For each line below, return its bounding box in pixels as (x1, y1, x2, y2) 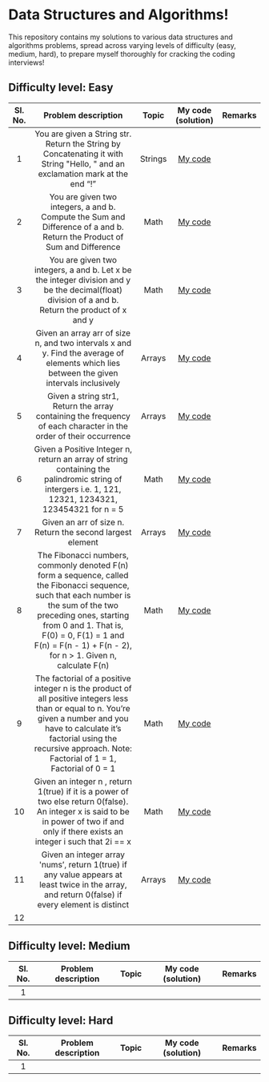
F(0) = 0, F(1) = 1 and (42, 629, 125, 641)
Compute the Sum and (41, 211, 126, 222)
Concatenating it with (42, 148, 124, 159)
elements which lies (46, 357, 121, 368)
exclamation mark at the (38, 168, 129, 179)
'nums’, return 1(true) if (38, 859, 128, 870)
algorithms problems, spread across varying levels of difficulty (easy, (8, 40, 236, 50)
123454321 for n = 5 (42, 503, 124, 514)
